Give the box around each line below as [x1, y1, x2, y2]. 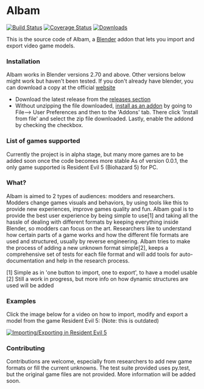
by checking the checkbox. [15, 122, 83, 129]
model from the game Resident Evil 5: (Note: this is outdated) [6, 317, 160, 325]
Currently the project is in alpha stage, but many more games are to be [6, 150, 184, 158]
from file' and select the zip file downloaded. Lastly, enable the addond [15, 115, 194, 122]
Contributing [6, 344, 45, 353]
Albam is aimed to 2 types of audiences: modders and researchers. [6, 192, 175, 199]
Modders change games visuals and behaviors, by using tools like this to [6, 199, 189, 206]
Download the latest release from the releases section [15, 95, 151, 103]
